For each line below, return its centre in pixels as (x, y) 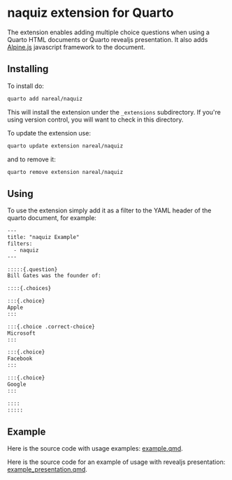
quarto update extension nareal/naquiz (65, 146)
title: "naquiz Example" (43, 238)
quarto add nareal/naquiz (45, 99)
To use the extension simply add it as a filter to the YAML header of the (109, 210)
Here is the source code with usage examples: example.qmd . (95, 449)
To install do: (26, 86)
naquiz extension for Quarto (90, 13)
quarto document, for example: (52, 218)
